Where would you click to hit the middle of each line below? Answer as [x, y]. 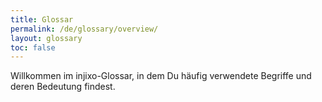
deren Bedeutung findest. [63, 87]
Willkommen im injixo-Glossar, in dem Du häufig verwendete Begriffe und [161, 76]
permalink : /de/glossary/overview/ [84, 29]
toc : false [33, 47]
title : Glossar [42, 19]
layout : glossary [46, 38]
